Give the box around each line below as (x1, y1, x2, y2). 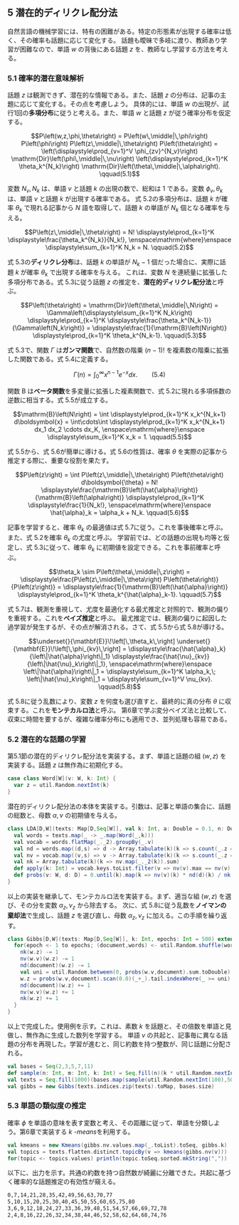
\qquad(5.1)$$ (99, 170, 140, 178)
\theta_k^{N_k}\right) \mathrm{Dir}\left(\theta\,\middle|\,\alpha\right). (18, 162, 221, 171)
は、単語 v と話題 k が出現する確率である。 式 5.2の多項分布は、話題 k (7, 194, 214, 203)
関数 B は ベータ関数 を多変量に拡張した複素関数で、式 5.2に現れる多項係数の (7, 387, 231, 395)
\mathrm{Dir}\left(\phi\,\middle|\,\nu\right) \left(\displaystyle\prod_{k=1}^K (11, 155, 228, 163)
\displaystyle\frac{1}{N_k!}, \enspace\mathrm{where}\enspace (27, 501, 212, 509)
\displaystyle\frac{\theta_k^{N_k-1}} (107, 316, 212, 325)
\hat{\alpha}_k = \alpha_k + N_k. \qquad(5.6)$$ (50, 508, 189, 516)
